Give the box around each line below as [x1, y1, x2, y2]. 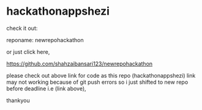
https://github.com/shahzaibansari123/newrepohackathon [6, 60, 153, 67]
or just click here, [6, 48, 50, 56]
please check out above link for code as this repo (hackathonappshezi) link [6, 71, 196, 79]
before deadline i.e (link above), [6, 84, 87, 92]
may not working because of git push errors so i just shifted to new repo [6, 78, 189, 86]
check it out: [6, 24, 38, 32]
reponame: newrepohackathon [6, 36, 84, 43]
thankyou [6, 97, 30, 104]
